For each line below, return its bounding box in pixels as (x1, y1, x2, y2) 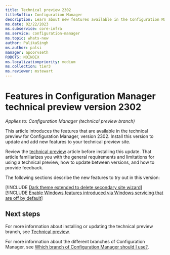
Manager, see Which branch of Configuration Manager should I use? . (5, 244, 149, 250)
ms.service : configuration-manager (5, 31, 80, 36)
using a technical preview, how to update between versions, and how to (5, 159, 155, 165)
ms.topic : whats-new (5, 36, 49, 41)
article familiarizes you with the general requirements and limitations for (5, 154, 155, 160)
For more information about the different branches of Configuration (5, 238, 145, 244)
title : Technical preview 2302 (5, 7, 71, 13)
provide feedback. (5, 164, 44, 170)
